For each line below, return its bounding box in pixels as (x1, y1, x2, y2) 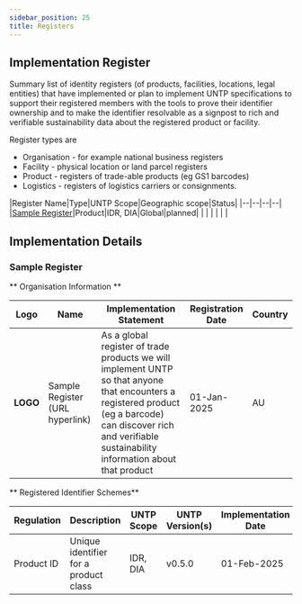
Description (69, 514, 121, 527)
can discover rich (101, 419, 174, 431)
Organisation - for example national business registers (22, 152, 224, 163)
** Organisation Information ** (9, 281, 122, 292)
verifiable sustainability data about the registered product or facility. (9, 117, 261, 128)
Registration (190, 302, 244, 315)
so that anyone (101, 374, 164, 386)
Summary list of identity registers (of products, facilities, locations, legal (9, 78, 276, 90)
